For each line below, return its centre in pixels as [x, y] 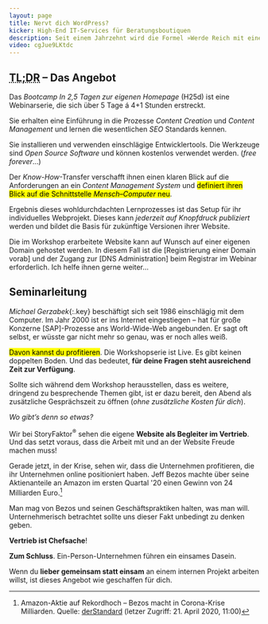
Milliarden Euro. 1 [36, 493]
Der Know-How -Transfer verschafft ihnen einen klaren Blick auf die [119, 177]
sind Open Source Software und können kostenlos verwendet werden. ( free [133, 153]
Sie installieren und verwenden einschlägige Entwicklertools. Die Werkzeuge [134, 144]
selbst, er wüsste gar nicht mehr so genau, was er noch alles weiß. [118, 336]
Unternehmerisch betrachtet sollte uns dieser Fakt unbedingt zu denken [127, 517]
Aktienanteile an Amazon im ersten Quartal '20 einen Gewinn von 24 [121, 483]
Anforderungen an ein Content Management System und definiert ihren [126, 185]
